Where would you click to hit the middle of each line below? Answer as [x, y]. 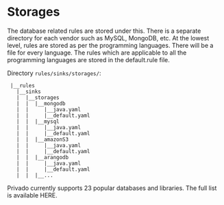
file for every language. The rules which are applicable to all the [97, 53]
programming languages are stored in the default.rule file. [88, 59]
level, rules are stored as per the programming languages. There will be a [110, 45]
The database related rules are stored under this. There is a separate [104, 31]
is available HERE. [33, 195]
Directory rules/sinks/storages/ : [54, 73]
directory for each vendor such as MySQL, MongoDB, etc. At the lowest [108, 38]
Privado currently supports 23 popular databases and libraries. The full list [112, 188]
